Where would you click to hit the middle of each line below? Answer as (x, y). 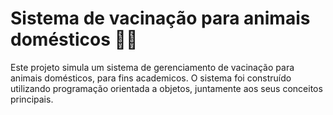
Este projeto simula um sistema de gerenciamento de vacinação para (152, 67)
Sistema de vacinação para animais (160, 18)
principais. (32, 99)
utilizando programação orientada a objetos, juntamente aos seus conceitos (166, 88)
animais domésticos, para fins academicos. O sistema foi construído (151, 78)
